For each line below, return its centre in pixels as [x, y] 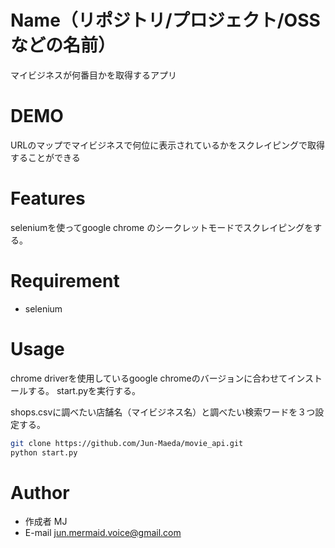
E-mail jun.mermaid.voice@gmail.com [103, 533]
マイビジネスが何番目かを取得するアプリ [93, 75]
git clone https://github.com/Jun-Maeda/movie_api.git [127, 443]
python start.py [44, 452]
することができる [45, 157]
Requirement [65, 281]
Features [48, 198]
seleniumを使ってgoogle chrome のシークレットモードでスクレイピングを [162, 227]
